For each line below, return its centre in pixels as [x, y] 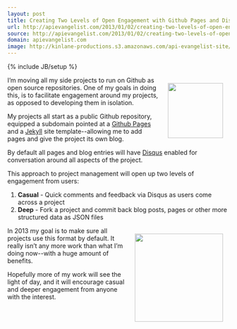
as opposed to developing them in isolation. [71, 103]
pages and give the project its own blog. [66, 139]
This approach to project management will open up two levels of [101, 174]
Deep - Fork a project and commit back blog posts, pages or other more [122, 210]
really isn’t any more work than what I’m [65, 246]
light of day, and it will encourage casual [66, 282]
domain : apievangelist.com [47, 40]
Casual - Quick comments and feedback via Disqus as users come [115, 195]
